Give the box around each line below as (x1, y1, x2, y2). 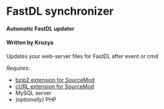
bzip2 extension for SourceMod (15, 76, 95, 83)
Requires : (6, 64, 30, 72)
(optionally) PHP (15, 96, 57, 103)
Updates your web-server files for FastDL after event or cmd (6, 52, 159, 59)
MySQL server (15, 89, 52, 96)
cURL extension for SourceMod (15, 83, 94, 90)
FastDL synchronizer (6, 4, 114, 18)
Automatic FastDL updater (6, 24, 75, 32)
